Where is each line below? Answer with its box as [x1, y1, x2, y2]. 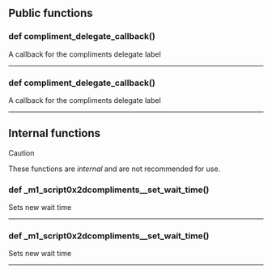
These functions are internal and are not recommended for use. [8, 164, 221, 173]
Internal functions [8, 126, 101, 140]
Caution [8, 148, 35, 157]
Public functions [8, 6, 93, 20]
